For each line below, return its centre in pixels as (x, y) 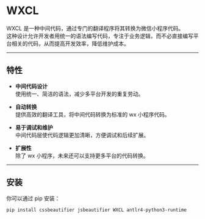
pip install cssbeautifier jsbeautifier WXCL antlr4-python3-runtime (97, 210)
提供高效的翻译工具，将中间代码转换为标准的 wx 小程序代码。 (92, 114)
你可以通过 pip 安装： (33, 198)
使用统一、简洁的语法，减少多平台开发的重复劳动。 (79, 94)
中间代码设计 (31, 86)
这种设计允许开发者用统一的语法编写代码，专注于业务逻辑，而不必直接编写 (100, 36)
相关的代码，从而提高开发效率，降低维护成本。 (70, 43)
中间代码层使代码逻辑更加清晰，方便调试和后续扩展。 (82, 135)
